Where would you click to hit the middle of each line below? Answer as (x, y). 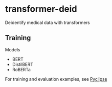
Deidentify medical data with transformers (47, 22)
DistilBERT (22, 64)
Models (13, 49)
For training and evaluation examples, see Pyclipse (56, 79)
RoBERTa (21, 69)
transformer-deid (41, 9)
